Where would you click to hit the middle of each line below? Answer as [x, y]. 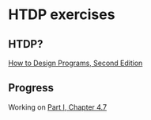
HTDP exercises [62, 15]
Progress [31, 88]
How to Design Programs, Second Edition [75, 63]
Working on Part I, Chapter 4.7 [58, 107]
